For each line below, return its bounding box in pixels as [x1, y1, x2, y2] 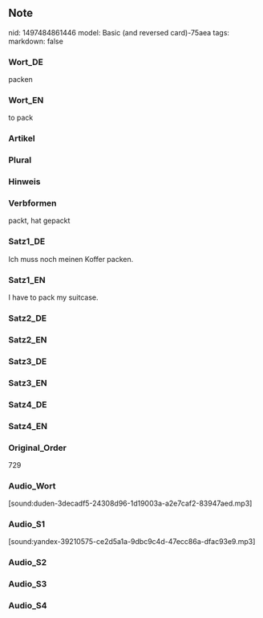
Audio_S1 [8, 518, 46, 530]
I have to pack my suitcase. [8, 293, 99, 302]
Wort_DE [8, 56, 44, 68]
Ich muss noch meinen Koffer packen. [8, 254, 134, 264]
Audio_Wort [8, 480, 56, 491]
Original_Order [8, 442, 67, 453]
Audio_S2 [8, 557, 47, 568]
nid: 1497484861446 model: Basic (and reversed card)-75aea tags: [8, 27, 230, 37]
